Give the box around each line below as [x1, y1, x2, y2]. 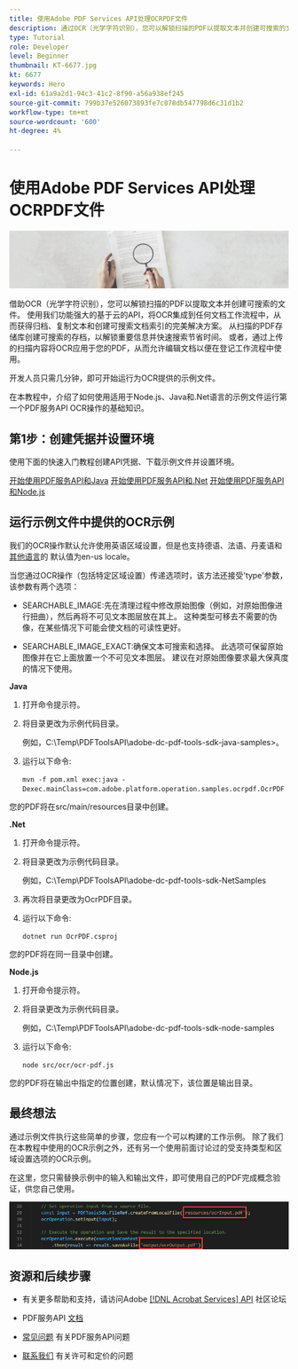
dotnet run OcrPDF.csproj [21, 932, 118, 940]
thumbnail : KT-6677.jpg [9, 61, 98, 70]
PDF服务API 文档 [21, 1313, 84, 1324]
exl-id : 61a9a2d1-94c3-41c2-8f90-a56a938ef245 [9, 89, 184, 98]
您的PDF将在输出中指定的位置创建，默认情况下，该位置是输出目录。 [9, 1077, 258, 1088]
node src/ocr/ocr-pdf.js [21, 1060, 114, 1069]
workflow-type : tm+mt [9, 107, 90, 117]
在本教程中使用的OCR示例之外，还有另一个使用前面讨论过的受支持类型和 [9, 1142, 275, 1153]
